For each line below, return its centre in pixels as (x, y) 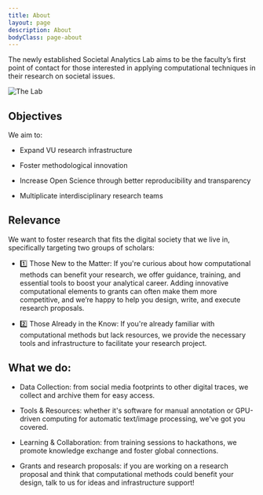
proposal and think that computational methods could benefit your (126, 474)
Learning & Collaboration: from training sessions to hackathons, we (128, 442)
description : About (40, 30)
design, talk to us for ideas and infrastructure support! (107, 482)
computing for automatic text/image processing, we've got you (144, 419)
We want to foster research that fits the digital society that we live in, (119, 239)
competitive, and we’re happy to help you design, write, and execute (130, 300)
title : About (29, 15)
